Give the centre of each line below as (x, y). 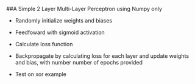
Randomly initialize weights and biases (64, 20)
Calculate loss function (44, 44)
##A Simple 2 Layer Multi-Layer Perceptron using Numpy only (84, 9)
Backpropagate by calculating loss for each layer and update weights (102, 56)
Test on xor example (41, 74)
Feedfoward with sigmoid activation (60, 32)
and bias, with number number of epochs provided (79, 62)
